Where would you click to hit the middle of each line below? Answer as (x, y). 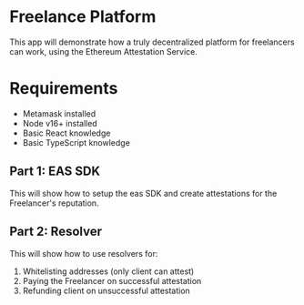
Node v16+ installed (60, 123)
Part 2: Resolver (56, 232)
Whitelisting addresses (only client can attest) (108, 271)
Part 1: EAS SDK (55, 172)
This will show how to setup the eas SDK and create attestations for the (143, 193)
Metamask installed (59, 113)
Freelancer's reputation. (54, 203)
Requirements (64, 89)
